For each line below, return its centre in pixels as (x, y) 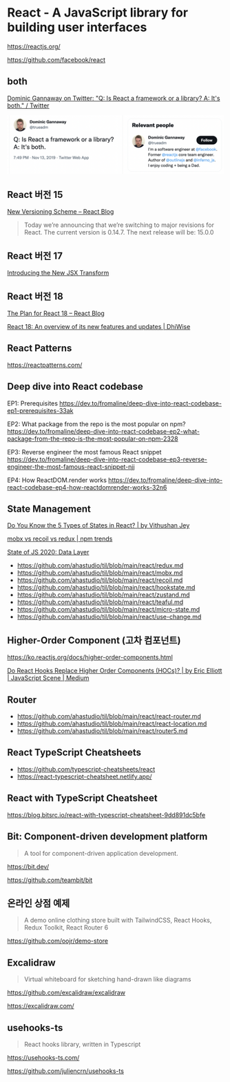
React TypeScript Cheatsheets (74, 753)
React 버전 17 (35, 256)
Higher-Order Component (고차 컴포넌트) (94, 640)
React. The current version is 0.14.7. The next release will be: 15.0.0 (119, 232)
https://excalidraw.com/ (41, 1006)
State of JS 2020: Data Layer (48, 552)
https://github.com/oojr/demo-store (58, 941)
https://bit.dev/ (28, 866)
